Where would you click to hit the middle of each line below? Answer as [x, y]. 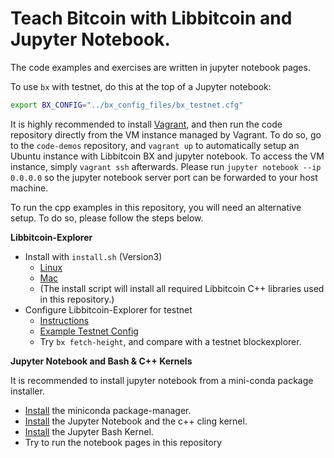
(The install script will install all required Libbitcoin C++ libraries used [182, 288]
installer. [27, 391]
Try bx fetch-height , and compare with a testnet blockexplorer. [170, 341]
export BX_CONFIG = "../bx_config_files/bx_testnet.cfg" [127, 105]
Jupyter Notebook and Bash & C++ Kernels [101, 361]
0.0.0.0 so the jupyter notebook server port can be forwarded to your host [164, 177]
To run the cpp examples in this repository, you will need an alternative [156, 207]
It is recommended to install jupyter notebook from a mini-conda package [162, 380]
